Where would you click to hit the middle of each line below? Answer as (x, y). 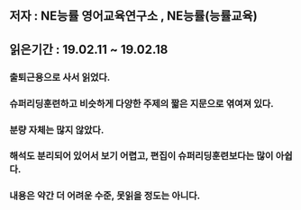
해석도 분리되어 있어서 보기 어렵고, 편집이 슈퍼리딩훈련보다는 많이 (141, 156)
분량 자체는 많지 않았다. (57, 130)
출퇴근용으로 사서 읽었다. (60, 77)
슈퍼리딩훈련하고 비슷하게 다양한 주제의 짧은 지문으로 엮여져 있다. (142, 103)
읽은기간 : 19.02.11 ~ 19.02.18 (89, 49)
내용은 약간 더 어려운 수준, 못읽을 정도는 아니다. (105, 196)
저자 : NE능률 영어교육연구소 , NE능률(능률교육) (134, 16)
